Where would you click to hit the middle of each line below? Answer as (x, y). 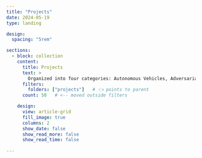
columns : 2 (36, 123)
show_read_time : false (50, 140)
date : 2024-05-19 (28, 17)
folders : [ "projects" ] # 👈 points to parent (88, 90)
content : (28, 62)
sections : (19, 51)
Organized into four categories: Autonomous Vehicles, (98, 78)
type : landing (24, 23)
